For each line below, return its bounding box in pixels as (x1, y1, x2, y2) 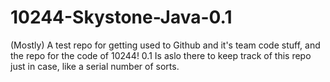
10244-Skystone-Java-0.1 (10, 6, 233, 29)
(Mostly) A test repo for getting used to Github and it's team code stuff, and (10, 39, 321, 51)
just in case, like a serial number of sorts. (10, 60, 180, 72)
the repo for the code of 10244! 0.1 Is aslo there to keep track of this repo (10, 49, 312, 61)
